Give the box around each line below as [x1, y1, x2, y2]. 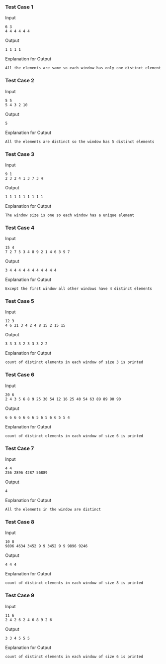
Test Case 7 [5, 445, 34, 452]
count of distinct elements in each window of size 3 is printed [5, 360, 143, 365]
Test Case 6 [5, 371, 35, 378]
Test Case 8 [5, 519, 35, 525]
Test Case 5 [5, 298, 34, 305]
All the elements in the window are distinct [5, 507, 101, 512]
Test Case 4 [5, 224, 35, 231]
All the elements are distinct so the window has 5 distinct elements [5, 139, 155, 144]
